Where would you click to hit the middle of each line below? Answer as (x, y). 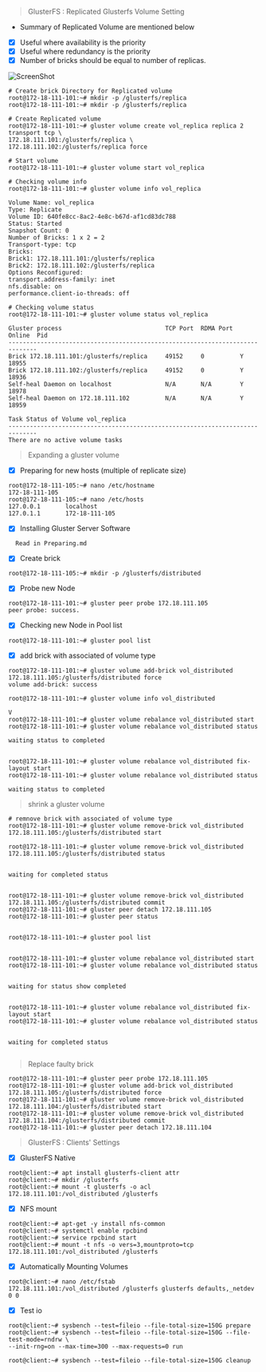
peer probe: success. (44, 611)
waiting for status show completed (67, 986)
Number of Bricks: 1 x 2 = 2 (57, 238)
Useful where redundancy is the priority (85, 52)
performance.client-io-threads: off (69, 294)
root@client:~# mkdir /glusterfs (64, 1180)
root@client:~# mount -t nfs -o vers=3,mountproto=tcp (101, 1244)
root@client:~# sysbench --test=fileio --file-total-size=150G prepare (129, 1325)
